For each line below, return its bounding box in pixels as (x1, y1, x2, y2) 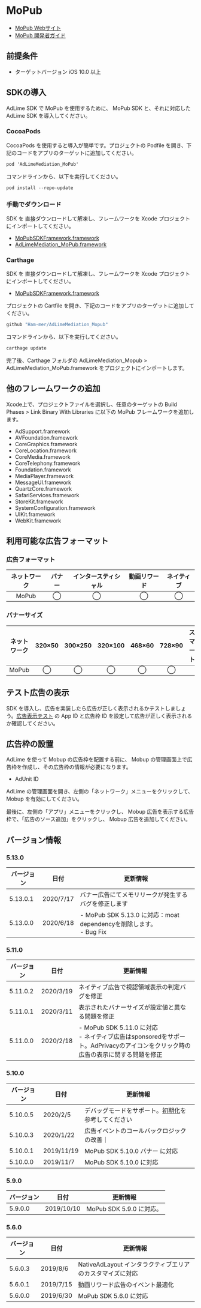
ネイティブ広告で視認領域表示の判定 (78, 983, 181, 992)
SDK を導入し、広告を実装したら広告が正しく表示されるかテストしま (6, 704, 176, 712)
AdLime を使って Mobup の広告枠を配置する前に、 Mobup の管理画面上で (6, 756, 187, 763)
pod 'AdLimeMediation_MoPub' (6, 161, 79, 167)
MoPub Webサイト (14, 24, 62, 31)
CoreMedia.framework (14, 453, 71, 460)
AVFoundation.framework (14, 434, 78, 441)
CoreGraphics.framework (14, 440, 78, 447)
